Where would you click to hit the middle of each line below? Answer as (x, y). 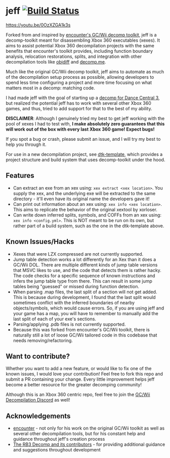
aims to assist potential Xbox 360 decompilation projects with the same (80, 45)
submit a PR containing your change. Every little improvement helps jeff (80, 379)
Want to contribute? (38, 356)
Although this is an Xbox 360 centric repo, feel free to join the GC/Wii (78, 394)
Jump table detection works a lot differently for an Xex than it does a (84, 259)
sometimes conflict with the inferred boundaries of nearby (74, 302)
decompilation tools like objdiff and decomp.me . (56, 62)
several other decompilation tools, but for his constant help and (79, 434)
